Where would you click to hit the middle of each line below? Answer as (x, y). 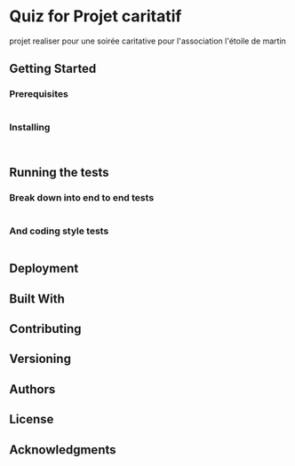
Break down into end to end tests (82, 198)
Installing (30, 127)
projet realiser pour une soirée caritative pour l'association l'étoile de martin (148, 41)
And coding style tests (59, 231)
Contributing (45, 329)
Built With (37, 299)
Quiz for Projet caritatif (96, 16)
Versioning (40, 359)
